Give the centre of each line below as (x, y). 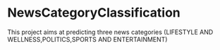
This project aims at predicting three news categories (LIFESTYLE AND (110, 32)
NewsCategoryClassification (94, 13)
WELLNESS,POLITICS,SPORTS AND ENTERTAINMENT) (87, 39)
